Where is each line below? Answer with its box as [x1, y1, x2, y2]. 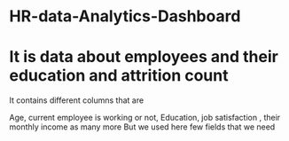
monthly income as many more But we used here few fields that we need [9, 121, 276, 132]
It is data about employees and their [9, 47, 279, 67]
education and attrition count [9, 66, 229, 86]
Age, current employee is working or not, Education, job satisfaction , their [9, 113, 281, 123]
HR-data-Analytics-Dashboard [9, 6, 241, 27]
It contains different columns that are [9, 95, 144, 106]
